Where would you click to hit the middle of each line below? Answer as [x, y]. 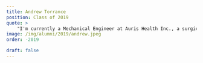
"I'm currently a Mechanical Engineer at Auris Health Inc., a [98, 28]
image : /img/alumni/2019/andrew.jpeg [54, 34]
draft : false [23, 51]
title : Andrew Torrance [36, 12]
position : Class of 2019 [37, 17]
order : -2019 [23, 40]
